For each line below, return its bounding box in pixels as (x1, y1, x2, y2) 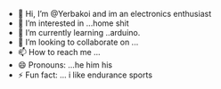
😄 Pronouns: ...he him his (17, 60, 113, 70)
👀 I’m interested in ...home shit (17, 18, 129, 28)
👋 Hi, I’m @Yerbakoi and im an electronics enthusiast (17, 9, 212, 19)
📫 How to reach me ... (17, 47, 101, 57)
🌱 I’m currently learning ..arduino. (17, 28, 141, 37)
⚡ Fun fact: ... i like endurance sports (17, 69, 153, 80)
